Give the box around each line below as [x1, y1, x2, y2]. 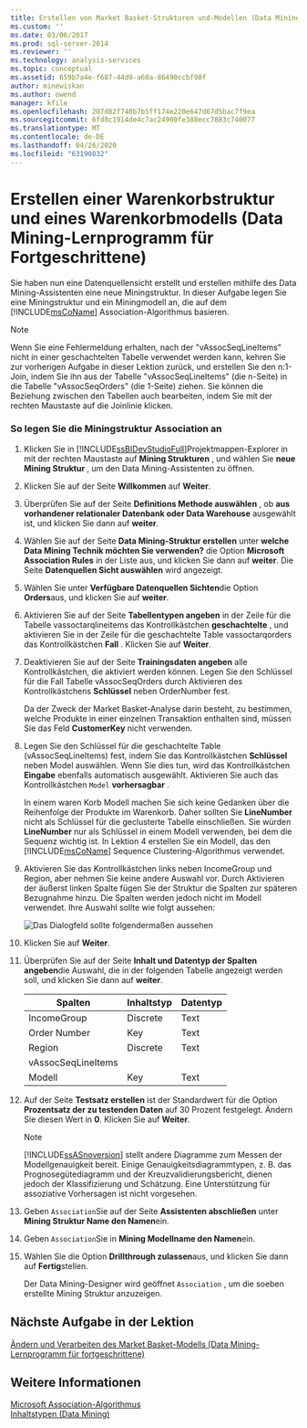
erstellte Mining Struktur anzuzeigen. [23, 1287, 163, 1298]
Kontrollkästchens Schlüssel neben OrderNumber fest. [23, 685, 230, 696]
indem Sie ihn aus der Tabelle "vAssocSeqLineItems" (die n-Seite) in [31, 371, 288, 382]
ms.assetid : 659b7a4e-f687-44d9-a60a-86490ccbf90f [10, 73, 207, 82]
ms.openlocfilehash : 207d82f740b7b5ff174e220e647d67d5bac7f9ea [10, 107, 256, 116]
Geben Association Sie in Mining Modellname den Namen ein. [23, 1232, 256, 1243]
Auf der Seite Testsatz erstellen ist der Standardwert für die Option [23, 1094, 278, 1105]
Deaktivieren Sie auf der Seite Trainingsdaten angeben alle [23, 656, 249, 667]
